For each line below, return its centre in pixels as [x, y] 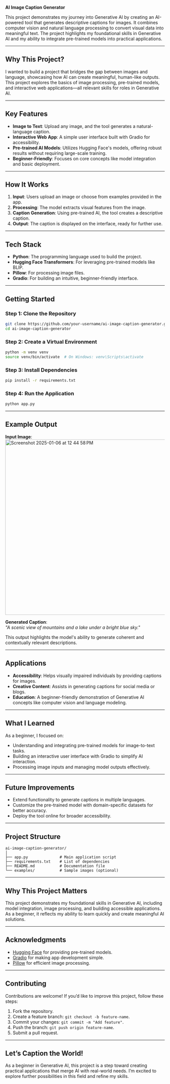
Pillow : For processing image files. [49, 273]
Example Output [31, 425]
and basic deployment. [36, 164]
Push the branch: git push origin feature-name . [63, 1027]
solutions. [15, 919]
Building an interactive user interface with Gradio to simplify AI [78, 756]
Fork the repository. [33, 1011]
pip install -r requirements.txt [40, 381]
